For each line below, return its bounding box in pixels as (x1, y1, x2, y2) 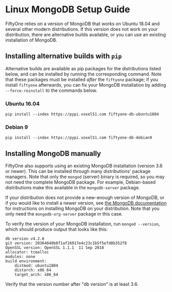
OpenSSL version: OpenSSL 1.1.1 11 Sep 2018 (5, 245, 104, 250)
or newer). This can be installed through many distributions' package (5, 168, 151, 174)
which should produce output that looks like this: (5, 226, 108, 232)
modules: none (5, 254, 36, 260)
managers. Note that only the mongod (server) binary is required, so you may (5, 173, 165, 180)
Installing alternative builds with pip (5, 52, 122, 61)
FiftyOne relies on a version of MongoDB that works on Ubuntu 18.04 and (5, 21, 160, 27)
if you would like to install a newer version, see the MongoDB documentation (5, 200, 167, 206)
